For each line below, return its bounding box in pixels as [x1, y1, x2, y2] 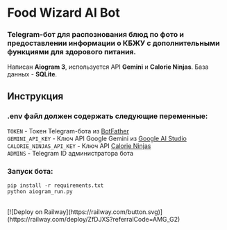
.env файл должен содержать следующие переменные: [7, 111, 208, 121]
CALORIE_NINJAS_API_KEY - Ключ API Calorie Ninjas [7, 142, 151, 150]
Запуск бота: [7, 167, 53, 176]
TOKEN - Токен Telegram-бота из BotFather [7, 127, 130, 135]
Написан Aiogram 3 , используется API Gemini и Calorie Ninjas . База [7, 63, 209, 71]
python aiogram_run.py [7, 188, 73, 195]
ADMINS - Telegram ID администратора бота [7, 149, 134, 158]
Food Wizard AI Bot [7, 5, 120, 21]
